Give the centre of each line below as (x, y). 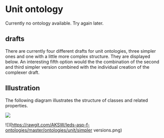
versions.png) (108, 130)
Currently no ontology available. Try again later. (54, 23)
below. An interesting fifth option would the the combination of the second (83, 62)
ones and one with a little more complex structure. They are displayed (78, 56)
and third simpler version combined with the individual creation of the (77, 67)
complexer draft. (22, 72)
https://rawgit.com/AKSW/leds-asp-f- (50, 124)
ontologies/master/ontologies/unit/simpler (49, 130)
